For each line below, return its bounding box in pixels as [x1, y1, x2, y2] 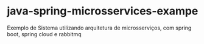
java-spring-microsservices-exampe [7, 4, 199, 18]
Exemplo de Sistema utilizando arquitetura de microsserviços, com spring [7, 24, 192, 31]
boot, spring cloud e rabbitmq [7, 30, 82, 37]
